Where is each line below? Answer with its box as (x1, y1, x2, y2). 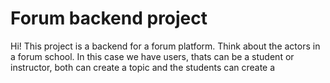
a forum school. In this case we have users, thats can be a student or (10, 50, 295, 62)
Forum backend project (10, 7, 208, 30)
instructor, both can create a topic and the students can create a (10, 61, 276, 73)
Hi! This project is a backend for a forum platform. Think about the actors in (10, 40, 321, 52)
